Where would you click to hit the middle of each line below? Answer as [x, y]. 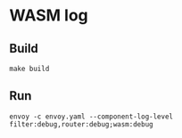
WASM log [49, 16]
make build [29, 69]
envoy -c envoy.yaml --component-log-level [91, 117]
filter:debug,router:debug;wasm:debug [81, 124]
